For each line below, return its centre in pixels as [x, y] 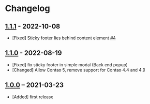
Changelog [28, 8]
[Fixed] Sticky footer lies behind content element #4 [64, 38]
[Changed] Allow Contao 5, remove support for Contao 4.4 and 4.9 [79, 70]
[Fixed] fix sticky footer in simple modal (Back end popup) [70, 65]
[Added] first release [33, 97]
